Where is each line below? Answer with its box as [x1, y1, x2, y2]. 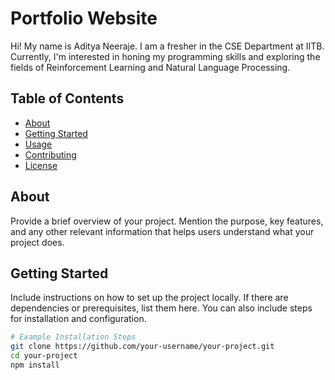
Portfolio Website [10, 7, 158, 30]
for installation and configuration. [10, 313, 147, 325]
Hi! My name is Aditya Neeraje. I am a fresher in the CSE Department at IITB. [10, 40, 325, 52]
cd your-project [10, 351, 78, 361]
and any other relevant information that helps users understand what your [10, 225, 315, 237]
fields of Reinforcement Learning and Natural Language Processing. [10, 61, 291, 73]
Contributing [24, 148, 77, 161]
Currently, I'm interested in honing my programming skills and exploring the [10, 50, 321, 62]
